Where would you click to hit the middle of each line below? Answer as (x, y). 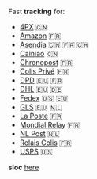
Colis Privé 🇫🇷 (44, 71)
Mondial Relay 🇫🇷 (50, 125)
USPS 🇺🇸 (36, 151)
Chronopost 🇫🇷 (46, 62)
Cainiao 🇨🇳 (39, 53)
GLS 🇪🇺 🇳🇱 (41, 107)
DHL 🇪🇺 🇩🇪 (41, 89)
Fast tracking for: (37, 11)
